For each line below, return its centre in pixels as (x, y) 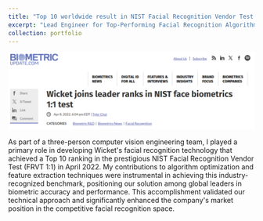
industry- (234, 175)
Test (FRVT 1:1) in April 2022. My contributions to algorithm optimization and (131, 167)
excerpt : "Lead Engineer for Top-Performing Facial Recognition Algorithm (133, 25)
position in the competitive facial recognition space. (91, 208)
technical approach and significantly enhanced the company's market (121, 200)
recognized (27, 183)
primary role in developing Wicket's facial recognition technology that (120, 150)
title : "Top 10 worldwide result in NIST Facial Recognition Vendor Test (131, 16)
